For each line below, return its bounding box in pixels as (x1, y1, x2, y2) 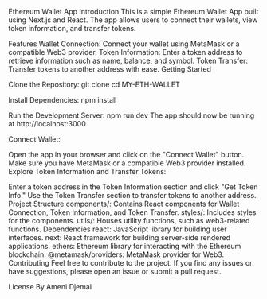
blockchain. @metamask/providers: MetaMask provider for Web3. (8, 250, 225, 259)
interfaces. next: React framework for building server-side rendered (8, 233, 231, 242)
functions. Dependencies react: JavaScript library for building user (8, 224, 227, 234)
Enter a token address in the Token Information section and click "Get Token (8, 182, 258, 192)
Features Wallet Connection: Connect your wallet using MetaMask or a (8, 39, 240, 49)
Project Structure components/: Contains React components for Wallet (8, 199, 240, 208)
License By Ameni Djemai (8, 282, 92, 291)
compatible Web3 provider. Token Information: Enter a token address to (8, 48, 243, 56)
